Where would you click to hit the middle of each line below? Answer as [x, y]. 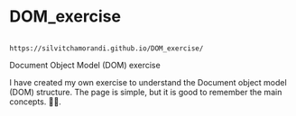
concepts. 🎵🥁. [35, 102]
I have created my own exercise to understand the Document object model [148, 82]
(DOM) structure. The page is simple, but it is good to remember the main [146, 92]
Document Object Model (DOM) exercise [85, 65]
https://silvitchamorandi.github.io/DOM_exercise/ [106, 48]
